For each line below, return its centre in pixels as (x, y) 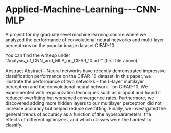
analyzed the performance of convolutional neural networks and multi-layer (85, 40)
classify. (14, 125)
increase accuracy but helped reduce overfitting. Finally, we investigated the (86, 108)
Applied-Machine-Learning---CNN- (83, 9)
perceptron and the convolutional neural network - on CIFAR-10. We (77, 87)
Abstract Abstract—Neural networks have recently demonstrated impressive (86, 71)
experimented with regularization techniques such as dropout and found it (83, 92)
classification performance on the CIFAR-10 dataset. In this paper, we (78, 76)
